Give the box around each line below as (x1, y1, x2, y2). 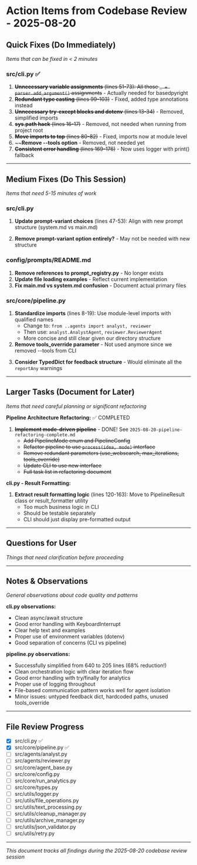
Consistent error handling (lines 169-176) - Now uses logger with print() (14, 145, 190, 153)
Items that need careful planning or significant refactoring (6, 402, 147, 409)
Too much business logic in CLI (23, 503, 99, 510)
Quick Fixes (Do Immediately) (6, 40, 116, 50)
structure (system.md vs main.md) (14, 224, 98, 231)
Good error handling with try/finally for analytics (14, 675, 131, 682)
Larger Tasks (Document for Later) (6, 387, 135, 397)
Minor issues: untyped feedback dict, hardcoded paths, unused (14, 693, 168, 700)
